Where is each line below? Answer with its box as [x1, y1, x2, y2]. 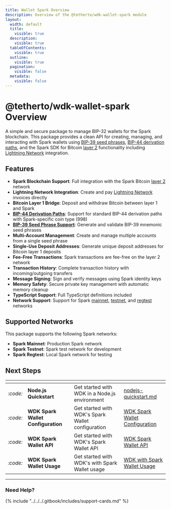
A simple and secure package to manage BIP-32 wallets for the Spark [5, 128, 151, 134]
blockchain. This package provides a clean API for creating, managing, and [5, 133, 163, 140]
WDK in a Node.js [73, 390, 116, 397]
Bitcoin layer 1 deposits [12, 248, 61, 255]
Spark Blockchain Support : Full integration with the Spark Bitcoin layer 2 [12, 178, 166, 184]
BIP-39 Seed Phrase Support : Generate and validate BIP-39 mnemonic [12, 221, 162, 227]
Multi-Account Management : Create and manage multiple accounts [12, 232, 157, 238]
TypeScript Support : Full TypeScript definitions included [12, 291, 132, 298]
